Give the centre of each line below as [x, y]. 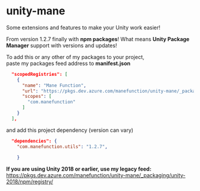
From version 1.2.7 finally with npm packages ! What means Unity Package [98, 39]
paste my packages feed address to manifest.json [68, 63]
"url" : [30, 91]
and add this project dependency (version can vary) [70, 130]
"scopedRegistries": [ [40, 74]
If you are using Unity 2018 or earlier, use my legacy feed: [79, 169]
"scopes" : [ [37, 97]
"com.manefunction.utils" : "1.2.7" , [62, 147]
